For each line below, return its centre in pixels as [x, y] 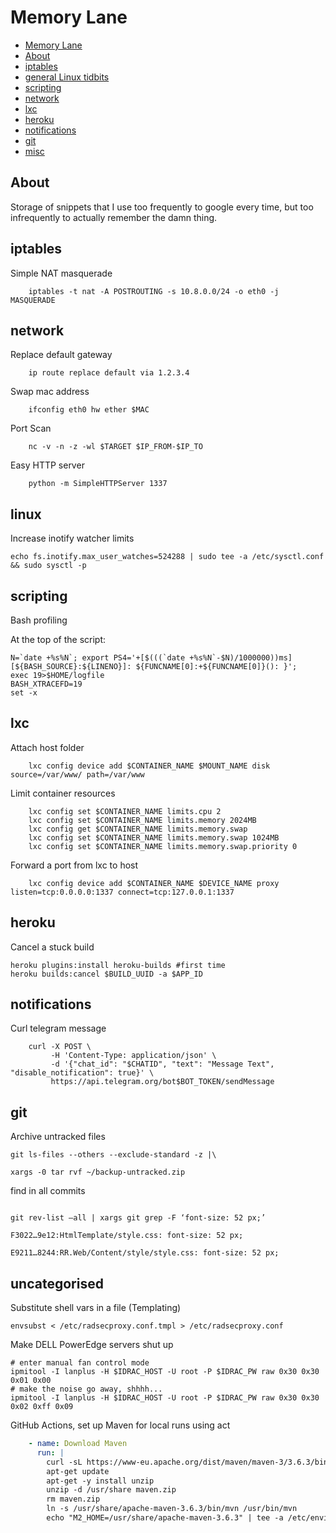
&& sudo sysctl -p [48, 566]
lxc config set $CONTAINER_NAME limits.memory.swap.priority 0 [163, 846]
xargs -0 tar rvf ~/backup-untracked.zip [98, 1172]
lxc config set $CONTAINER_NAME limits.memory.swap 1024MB [154, 837]
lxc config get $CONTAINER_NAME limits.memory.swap [138, 829]
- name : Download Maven [78, 1444]
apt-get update [78, 1471]
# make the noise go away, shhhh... [86, 1389]
